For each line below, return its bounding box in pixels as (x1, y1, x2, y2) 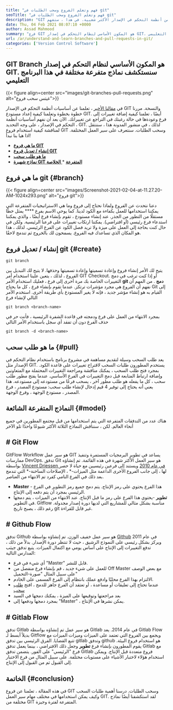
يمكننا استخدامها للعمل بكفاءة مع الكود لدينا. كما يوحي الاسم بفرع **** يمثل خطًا (6, 208, 159, 214)
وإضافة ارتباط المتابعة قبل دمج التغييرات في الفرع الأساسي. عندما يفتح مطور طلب (6, 373, 163, 379)
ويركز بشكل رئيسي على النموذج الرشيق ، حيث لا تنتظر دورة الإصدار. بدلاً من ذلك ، (6, 539, 162, 545)
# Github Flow (6, 520, 51, 529)
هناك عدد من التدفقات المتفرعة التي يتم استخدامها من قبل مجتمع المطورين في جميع (6, 417, 166, 424)
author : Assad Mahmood (6, 27, 54, 32)
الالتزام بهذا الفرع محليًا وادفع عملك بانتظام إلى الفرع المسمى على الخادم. (13, 576, 153, 583)
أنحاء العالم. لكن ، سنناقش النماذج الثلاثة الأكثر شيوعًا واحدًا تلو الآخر (6, 423, 133, 429)
